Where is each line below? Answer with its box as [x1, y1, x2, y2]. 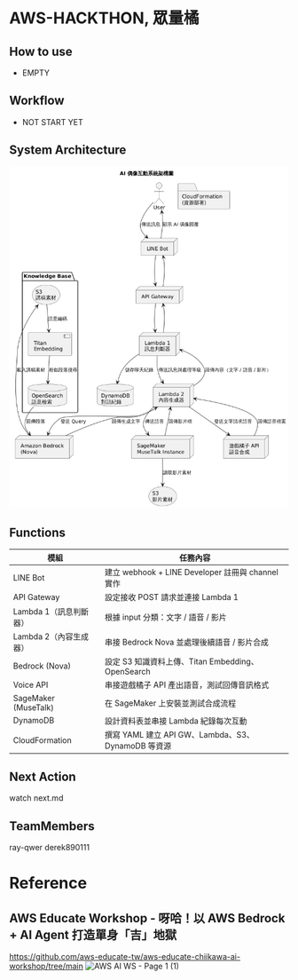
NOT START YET [21, 116, 83, 127]
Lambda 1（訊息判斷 [12, 605, 89, 617]
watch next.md [9, 793, 64, 803]
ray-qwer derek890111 [9, 842, 90, 853]
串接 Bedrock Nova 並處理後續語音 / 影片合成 [105, 636, 269, 647]
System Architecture [9, 143, 127, 158]
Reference [9, 873, 87, 893]
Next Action [9, 769, 77, 784]
